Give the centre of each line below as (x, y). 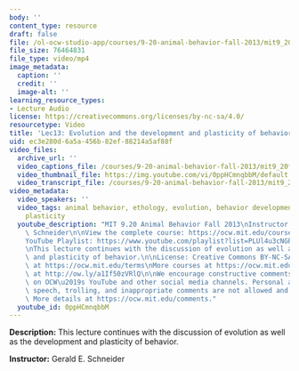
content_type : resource (53, 26)
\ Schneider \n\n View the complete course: (105, 232)
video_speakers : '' (53, 200)
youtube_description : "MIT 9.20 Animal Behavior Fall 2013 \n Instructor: (155, 224)
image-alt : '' (43, 92)
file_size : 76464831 (48, 51)
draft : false (33, 34)
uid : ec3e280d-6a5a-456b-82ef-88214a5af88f (91, 141)
